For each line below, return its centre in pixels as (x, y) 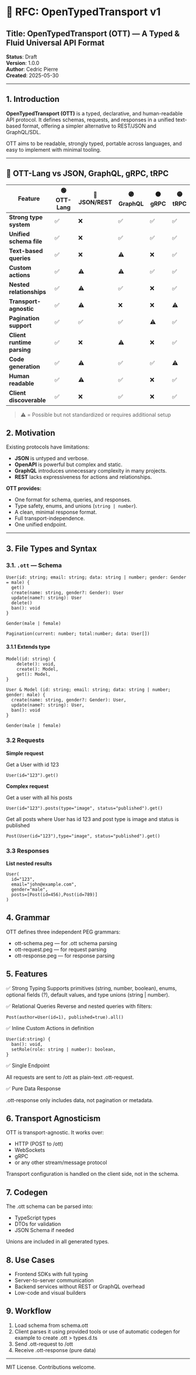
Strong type (26, 217)
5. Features (27, 974)
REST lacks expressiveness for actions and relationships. (83, 477)
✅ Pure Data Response (34, 1088)
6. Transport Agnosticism (53, 1118)
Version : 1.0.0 (23, 63)
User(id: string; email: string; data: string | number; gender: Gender (96, 577)
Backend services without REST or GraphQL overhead (80, 1286)
